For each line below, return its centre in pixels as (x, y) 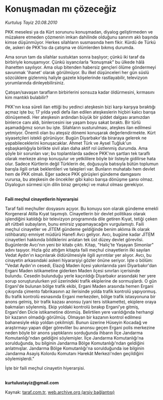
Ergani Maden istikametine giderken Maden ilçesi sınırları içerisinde (72, 270)
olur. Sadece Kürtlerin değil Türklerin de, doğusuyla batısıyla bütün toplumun (82, 164)
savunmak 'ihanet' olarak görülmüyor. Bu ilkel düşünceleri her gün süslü (77, 72)
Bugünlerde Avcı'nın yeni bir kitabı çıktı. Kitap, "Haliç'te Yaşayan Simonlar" (80, 245)
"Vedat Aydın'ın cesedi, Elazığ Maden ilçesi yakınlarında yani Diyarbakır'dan (81, 265)
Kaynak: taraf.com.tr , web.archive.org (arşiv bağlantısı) (60, 392)
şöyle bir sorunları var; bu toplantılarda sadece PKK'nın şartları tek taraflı (78, 153)
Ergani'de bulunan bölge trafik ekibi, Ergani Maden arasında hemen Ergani (79, 286)
